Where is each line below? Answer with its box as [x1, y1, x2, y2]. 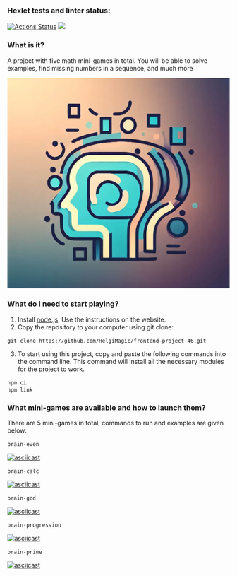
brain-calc [7, 468, 39, 475]
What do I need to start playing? [7, 299, 119, 309]
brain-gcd [7, 495, 37, 502]
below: [7, 426, 27, 435]
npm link [7, 386, 33, 394]
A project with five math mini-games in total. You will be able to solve [7, 56, 208, 65]
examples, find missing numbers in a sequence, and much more [7, 64, 193, 72]
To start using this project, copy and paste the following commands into [17, 349, 226, 358]
